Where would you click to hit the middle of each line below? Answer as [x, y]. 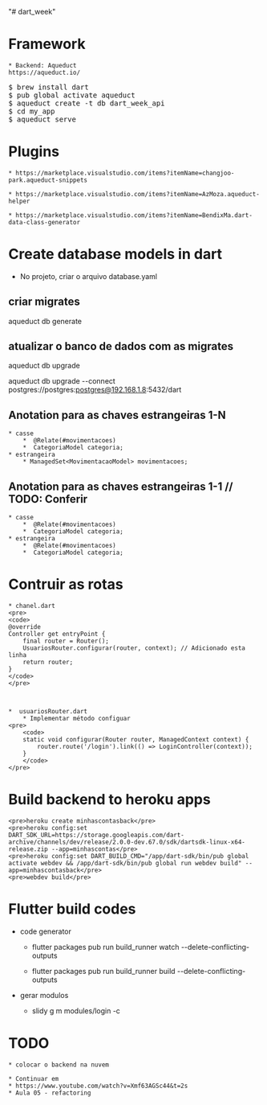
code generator [46, 931]
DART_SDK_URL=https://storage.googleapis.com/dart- [96, 835]
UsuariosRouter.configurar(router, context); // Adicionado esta [134, 648]
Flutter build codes [72, 909]
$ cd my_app [32, 111]
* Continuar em [34, 1078]
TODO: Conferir [48, 499]
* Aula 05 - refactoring [50, 1093]
